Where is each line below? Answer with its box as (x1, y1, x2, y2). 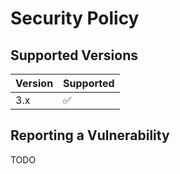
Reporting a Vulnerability (10, 127, 170, 144)
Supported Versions (10, 47, 138, 64)
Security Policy (10, 7, 140, 30)
